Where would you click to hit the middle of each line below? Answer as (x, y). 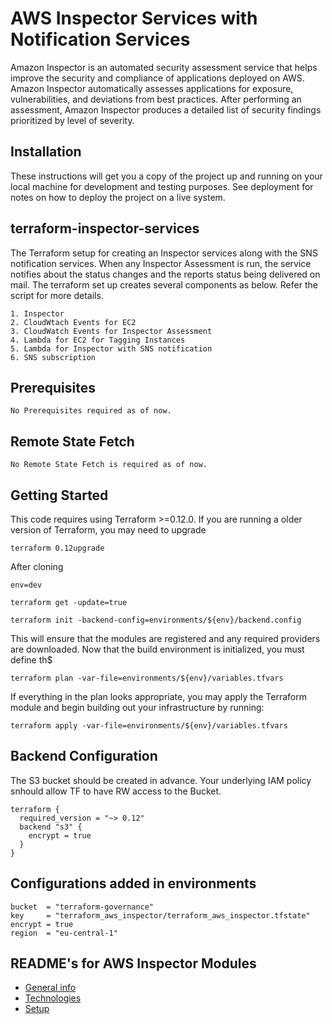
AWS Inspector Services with (134, 18)
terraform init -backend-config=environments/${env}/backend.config (156, 620)
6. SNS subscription (53, 357)
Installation (46, 152)
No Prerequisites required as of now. (91, 411)
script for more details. (57, 295)
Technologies (53, 998)
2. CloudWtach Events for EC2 (73, 322)
